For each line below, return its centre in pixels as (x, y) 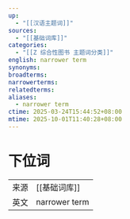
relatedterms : (32, 90)
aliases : (23, 97)
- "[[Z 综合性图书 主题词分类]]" (65, 53)
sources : (23, 30)
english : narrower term (48, 61)
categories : (28, 45)
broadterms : (28, 75)
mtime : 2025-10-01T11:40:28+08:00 (65, 119)
